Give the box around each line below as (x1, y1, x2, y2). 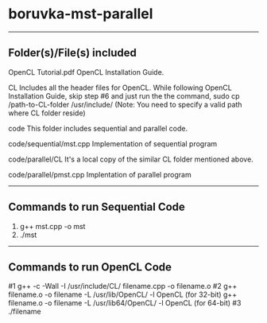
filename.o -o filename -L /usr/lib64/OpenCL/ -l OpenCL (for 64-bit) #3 (8, 298, 242, 308)
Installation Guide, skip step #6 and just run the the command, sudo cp (8, 91, 240, 100)
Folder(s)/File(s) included (8, 46, 137, 60)
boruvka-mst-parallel (8, 5, 153, 23)
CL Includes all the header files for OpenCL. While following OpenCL (8, 83, 232, 92)
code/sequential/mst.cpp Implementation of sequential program (8, 138, 218, 148)
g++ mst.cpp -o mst (19, 221, 86, 231)
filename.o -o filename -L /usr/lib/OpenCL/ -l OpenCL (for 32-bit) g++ (8, 290, 237, 299)
